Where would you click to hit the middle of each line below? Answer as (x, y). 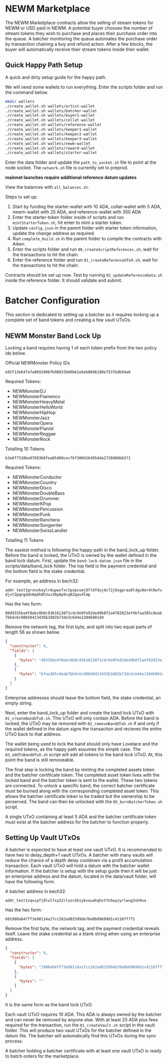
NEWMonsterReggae (34, 434)
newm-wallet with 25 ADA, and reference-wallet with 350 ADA (77, 212)
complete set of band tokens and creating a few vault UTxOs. (68, 320)
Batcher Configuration (52, 301)
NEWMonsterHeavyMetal (38, 402)
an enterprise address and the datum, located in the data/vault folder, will (81, 876)
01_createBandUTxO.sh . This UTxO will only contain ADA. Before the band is (82, 718)
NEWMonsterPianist (33, 428)
